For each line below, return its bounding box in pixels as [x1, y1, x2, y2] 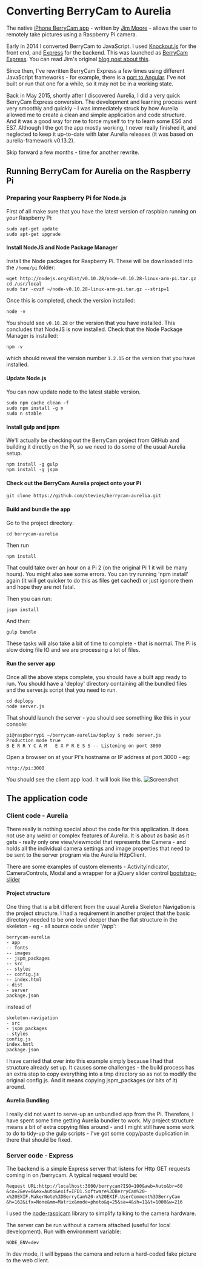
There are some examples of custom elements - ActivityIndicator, [6, 863, 170, 870]
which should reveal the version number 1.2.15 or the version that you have [6, 354, 196, 361]
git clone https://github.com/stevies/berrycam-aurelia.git [6, 493, 162, 499]
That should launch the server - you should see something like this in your [6, 714, 191, 721]
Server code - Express [6, 1151, 74, 1159]
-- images [6, 950, 32, 956]
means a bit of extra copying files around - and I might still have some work [6, 1123, 195, 1130]
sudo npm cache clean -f [6, 400, 69, 406]
